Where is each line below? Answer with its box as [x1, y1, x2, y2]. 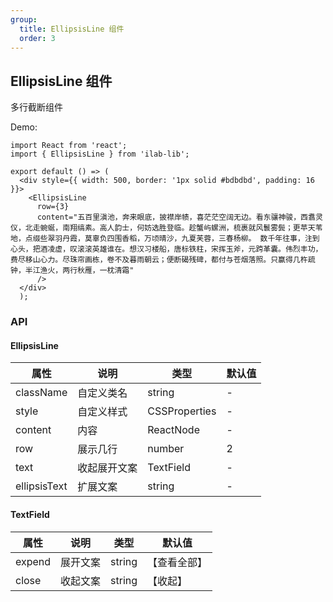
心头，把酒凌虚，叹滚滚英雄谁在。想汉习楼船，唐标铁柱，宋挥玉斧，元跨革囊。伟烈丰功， [10, 244, 323, 255]
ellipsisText [15, 479, 68, 493]
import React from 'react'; [10, 141, 128, 151]
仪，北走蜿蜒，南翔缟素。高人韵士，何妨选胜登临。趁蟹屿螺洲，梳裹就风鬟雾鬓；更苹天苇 [10, 223, 323, 233]
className [15, 386, 68, 400]
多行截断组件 [10, 101, 63, 113]
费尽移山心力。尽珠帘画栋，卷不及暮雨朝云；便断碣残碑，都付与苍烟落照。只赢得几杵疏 [10, 255, 316, 265]
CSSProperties [147, 404, 217, 418]
